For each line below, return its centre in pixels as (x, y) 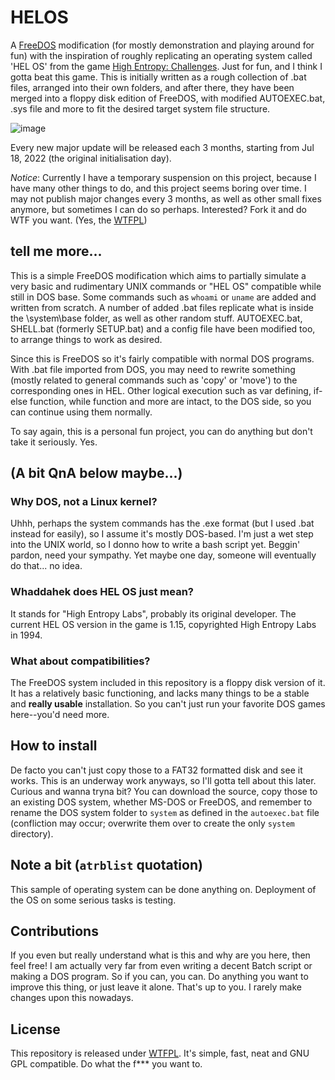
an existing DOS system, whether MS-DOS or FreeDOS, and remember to (161, 802)
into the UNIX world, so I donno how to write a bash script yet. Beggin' (155, 545)
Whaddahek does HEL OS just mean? (102, 592)
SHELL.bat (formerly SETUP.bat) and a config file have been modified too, (163, 328)
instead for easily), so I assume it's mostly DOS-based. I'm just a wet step (162, 534)
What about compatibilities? (80, 661)
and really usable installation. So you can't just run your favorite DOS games (168, 704)
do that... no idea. (46, 566)
